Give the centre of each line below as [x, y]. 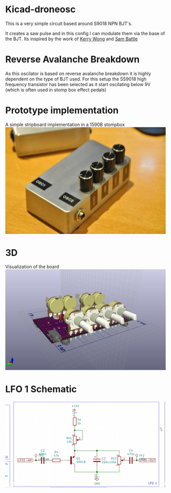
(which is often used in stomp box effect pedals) [56, 90]
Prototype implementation [62, 110]
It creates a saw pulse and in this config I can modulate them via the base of [85, 33]
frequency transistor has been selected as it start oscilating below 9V [78, 84]
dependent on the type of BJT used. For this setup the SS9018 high [76, 79]
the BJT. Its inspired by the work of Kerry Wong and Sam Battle [72, 39]
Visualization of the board [32, 267]
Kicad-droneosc [40, 9]
